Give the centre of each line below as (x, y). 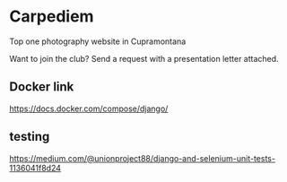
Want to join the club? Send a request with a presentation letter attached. (144, 58)
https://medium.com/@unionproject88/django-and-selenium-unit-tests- (143, 158)
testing (30, 137)
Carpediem (52, 17)
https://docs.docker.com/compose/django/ (89, 108)
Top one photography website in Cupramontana (98, 41)
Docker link (42, 87)
